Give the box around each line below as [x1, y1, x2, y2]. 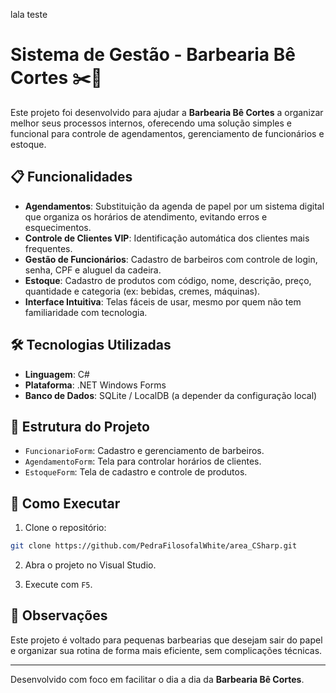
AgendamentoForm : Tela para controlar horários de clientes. [24, 455, 262, 468]
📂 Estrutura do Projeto [10, 418, 150, 435]
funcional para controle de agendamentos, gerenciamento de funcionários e [10, 127, 325, 139]
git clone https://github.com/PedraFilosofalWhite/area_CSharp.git [10, 541, 298, 551]
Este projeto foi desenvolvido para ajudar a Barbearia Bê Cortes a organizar [10, 106, 324, 118]
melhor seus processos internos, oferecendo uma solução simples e [10, 117, 292, 129]
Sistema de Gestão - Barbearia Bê [10, 44, 296, 66]
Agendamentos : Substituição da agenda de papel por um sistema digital [24, 200, 325, 212]
